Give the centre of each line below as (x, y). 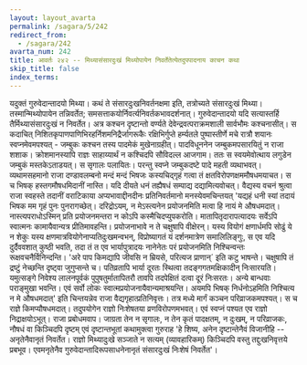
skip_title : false (44, 69)
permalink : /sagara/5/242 (58, 26)
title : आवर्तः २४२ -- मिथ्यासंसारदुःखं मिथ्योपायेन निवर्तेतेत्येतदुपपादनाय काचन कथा (125, 60)
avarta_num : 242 (40, 52)
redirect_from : (38, 35)
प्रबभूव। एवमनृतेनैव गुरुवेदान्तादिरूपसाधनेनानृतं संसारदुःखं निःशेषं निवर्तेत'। (114, 349)
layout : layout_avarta (53, 18)
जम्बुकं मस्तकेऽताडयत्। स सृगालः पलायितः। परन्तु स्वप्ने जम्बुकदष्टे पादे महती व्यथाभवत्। (136, 164)
